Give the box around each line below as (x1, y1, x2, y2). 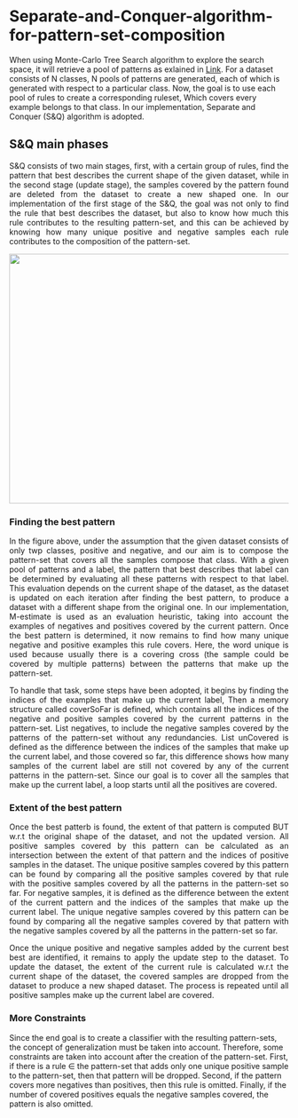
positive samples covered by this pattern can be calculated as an (9, 841, 289, 852)
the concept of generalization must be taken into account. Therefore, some (9, 1042, 284, 1052)
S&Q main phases (9, 137, 109, 152)
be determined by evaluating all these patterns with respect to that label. (9, 574, 289, 584)
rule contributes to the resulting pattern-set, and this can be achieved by (9, 217, 289, 227)
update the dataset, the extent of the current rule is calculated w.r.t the (9, 962, 289, 972)
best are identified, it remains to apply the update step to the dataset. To (9, 952, 289, 963)
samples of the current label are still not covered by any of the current (9, 761, 289, 772)
